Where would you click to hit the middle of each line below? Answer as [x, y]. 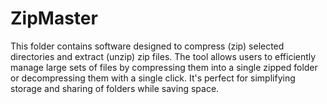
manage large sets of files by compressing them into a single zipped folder [164, 67]
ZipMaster [54, 18]
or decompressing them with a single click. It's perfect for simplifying [153, 78]
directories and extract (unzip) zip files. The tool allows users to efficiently [163, 56]
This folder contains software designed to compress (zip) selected [147, 46]
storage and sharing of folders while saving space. [115, 88]
